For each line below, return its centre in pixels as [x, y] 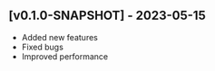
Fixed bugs [43, 47]
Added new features [60, 37]
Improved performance [65, 56]
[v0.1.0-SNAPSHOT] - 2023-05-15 [107, 16]
